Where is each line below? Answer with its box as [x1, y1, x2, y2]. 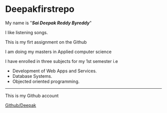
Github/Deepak [5, 102, 36, 108]
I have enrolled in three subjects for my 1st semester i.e [5, 58, 118, 64]
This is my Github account [5, 93, 59, 99]
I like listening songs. [5, 29, 48, 35]
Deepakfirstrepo [5, 3, 75, 15]
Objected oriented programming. [12, 78, 80, 84]
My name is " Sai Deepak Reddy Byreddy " [5, 20, 92, 26]
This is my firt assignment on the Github [5, 39, 87, 45]
